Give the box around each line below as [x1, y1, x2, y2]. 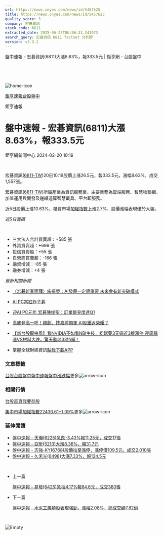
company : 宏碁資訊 [5, 21, 41, 26]
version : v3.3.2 [5, 40, 39, 45]
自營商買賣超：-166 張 [12, 255, 58, 261]
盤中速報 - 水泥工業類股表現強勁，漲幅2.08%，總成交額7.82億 [12, 505, 138, 511]
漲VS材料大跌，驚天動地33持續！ [12, 336, 80, 342]
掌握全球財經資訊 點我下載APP [12, 347, 73, 353]
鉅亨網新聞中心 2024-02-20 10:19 [5, 152, 74, 158]
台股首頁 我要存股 [5, 399, 40, 404]
